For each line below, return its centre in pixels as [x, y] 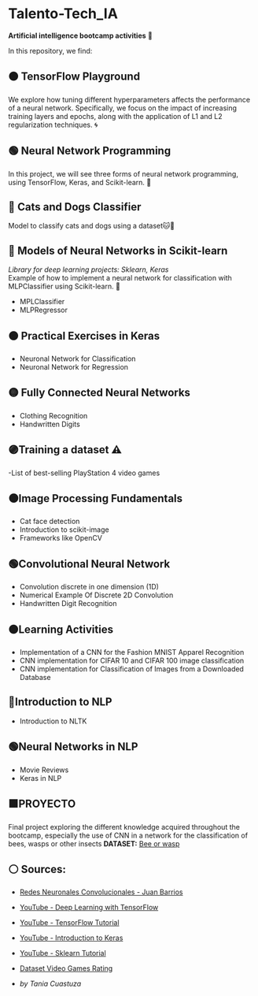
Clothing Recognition [53, 415]
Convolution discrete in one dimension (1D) [89, 587]
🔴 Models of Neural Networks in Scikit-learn [118, 250]
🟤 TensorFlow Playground [74, 77]
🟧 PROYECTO [42, 804]
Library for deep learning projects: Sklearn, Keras [88, 269]
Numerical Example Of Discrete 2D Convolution [96, 595]
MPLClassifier [42, 302]
